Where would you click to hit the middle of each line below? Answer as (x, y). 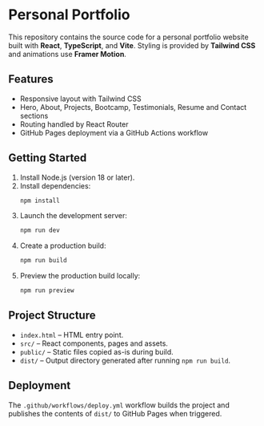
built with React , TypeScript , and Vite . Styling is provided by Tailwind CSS (132, 45)
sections (34, 116)
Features (31, 79)
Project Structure (52, 316)
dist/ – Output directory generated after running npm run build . (125, 360)
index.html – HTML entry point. (72, 335)
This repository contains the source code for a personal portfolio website (129, 37)
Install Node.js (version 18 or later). (77, 177)
